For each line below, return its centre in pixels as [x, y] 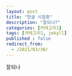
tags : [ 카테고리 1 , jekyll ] [37, 33]
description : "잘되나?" [33, 22]
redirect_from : [25, 44]
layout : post [22, 11]
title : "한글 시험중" [29, 17]
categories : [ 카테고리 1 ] [34, 28]
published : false [28, 39]
